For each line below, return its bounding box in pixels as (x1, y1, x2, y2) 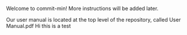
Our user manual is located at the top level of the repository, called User (6, 16, 181, 23)
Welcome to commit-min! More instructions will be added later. (6, 5, 159, 12)
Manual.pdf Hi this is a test (6, 23, 71, 29)
